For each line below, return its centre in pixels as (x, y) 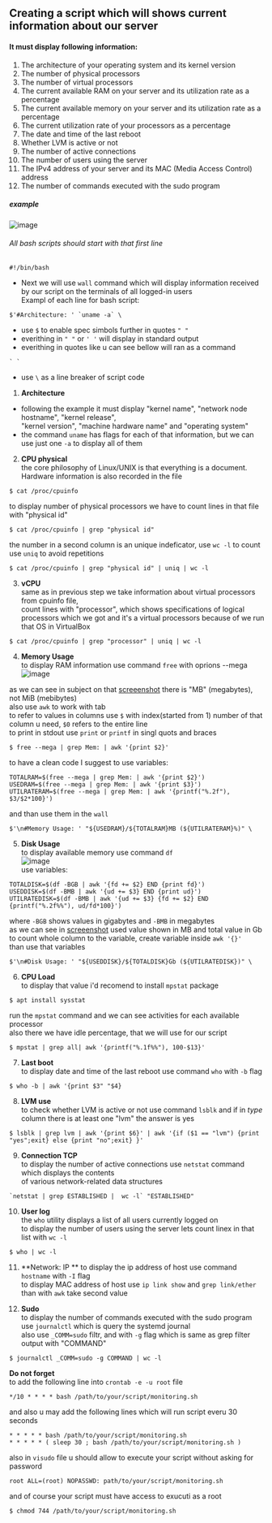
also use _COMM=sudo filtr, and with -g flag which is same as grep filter (135, 1335)
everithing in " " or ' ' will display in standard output (110, 338)
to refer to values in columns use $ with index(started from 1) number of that (136, 715)
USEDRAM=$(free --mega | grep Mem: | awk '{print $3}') (105, 784)
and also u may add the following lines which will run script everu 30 (123, 1412)
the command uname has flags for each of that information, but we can (137, 435)
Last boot (37, 1062)
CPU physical (44, 459)
